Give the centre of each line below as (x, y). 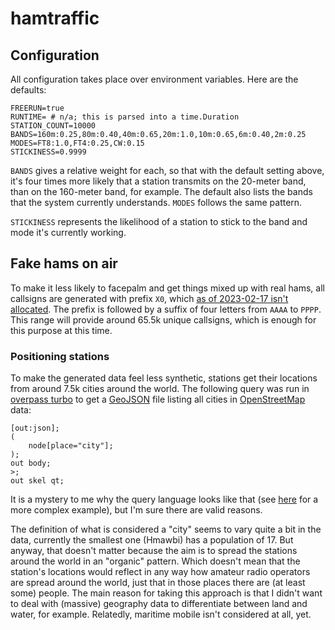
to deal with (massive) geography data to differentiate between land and (159, 604)
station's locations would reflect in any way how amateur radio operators (160, 572)
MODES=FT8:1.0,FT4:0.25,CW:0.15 (77, 143)
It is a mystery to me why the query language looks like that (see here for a (164, 499)
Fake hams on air (64, 263)
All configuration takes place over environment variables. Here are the (154, 79)
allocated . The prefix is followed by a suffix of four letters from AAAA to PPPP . (166, 309)
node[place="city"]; (71, 446)
